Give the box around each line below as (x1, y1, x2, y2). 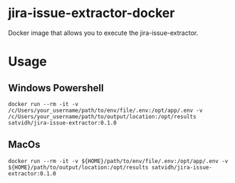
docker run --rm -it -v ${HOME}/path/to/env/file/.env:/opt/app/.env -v (8, 157, 229, 164)
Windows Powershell (8, 82, 104, 94)
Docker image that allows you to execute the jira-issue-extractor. (8, 28, 199, 37)
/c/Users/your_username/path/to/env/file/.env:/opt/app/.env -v (8, 107, 203, 114)
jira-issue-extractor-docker (8, 5, 175, 21)
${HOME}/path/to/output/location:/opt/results (8, 164, 149, 171)
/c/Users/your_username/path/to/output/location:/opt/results (8, 113, 197, 120)
